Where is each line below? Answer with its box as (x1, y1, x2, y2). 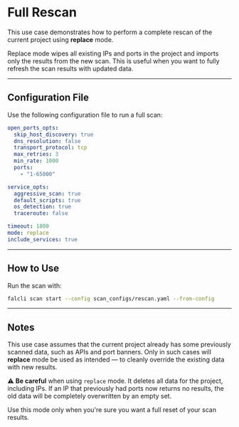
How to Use (7, 263, 60, 275)
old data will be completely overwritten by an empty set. (7, 392, 172, 401)
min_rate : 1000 (14, 157, 59, 164)
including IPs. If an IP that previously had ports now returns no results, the (7, 384, 224, 393)
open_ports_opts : (7, 124, 59, 132)
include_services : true (7, 236, 78, 243)
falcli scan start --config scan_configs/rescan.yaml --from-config (7, 295, 215, 302)
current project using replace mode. (7, 35, 114, 43)
